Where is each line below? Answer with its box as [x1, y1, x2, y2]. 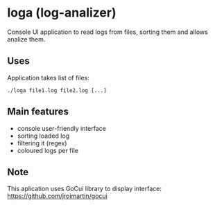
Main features [7, 106, 69, 118]
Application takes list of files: [7, 73, 90, 82]
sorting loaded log [17, 132, 70, 140]
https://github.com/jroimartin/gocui [7, 192, 108, 200]
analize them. [7, 35, 46, 43]
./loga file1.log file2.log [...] [7, 87, 108, 94]
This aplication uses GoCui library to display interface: [7, 185, 162, 193]
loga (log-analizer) [7, 5, 117, 21]
